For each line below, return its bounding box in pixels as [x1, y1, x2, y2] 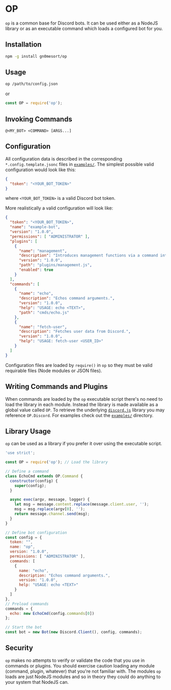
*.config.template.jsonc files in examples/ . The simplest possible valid [5, 161, 154, 167]
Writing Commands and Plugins [5, 382, 108, 391]
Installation [5, 40, 42, 49]
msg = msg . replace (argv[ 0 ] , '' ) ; [14, 507, 85, 512]
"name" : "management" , [18, 248, 67, 254]
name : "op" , [10, 544, 36, 549]
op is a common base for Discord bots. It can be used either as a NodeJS [5, 20, 158, 26]
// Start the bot [5, 625, 42, 630]
